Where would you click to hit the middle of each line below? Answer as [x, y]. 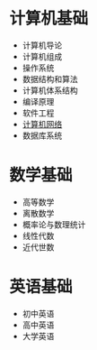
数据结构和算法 [50, 78]
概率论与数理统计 [54, 224]
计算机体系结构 [50, 90]
